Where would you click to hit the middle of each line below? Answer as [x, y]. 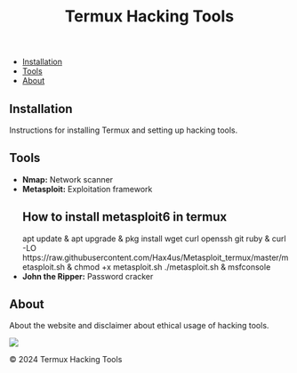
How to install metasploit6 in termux [124, 217]
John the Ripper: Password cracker [88, 276]
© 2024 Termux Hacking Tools [66, 360]
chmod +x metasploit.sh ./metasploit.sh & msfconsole [173, 267]
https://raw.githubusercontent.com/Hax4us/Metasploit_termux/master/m [155, 257]
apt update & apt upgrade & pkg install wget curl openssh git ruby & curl [154, 239]
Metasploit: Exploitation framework [87, 189]
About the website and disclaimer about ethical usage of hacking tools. [139, 326]
